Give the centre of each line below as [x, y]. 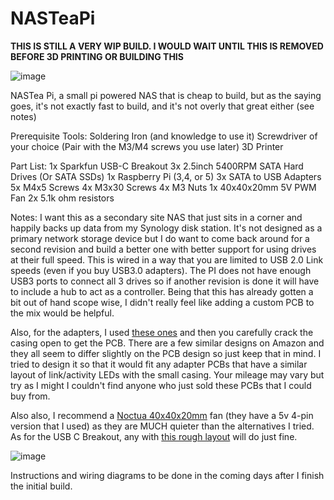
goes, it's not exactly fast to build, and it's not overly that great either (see [162, 106]
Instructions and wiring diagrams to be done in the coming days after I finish [167, 475]
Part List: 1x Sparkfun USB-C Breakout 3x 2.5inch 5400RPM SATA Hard [157, 166]
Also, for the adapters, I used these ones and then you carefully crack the [162, 332]
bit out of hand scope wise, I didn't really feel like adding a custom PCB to [162, 302]
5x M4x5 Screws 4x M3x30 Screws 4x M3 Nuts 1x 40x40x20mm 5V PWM [163, 187]
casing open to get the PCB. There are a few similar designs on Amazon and [167, 343]
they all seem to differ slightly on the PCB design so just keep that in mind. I [166, 353]
